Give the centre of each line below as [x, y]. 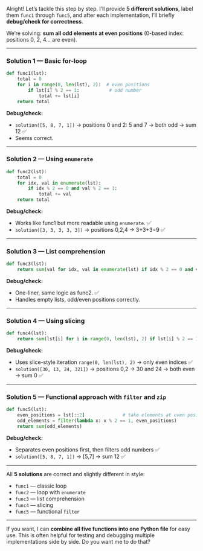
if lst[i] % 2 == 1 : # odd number [85, 90]
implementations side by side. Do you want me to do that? [79, 541]
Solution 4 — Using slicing [46, 321]
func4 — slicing [34, 505]
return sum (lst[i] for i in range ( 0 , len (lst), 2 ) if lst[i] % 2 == [105, 339]
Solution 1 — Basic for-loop [47, 61]
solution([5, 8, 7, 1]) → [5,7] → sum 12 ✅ [70, 456]
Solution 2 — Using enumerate [50, 159]
